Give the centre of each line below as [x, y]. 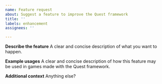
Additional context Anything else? [41, 76]
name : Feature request [29, 10]
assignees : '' [20, 28]
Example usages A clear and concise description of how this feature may [81, 61]
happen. [14, 52]
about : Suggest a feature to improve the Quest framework [67, 14]
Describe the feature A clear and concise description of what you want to [81, 46]
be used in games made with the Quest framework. [58, 67]
